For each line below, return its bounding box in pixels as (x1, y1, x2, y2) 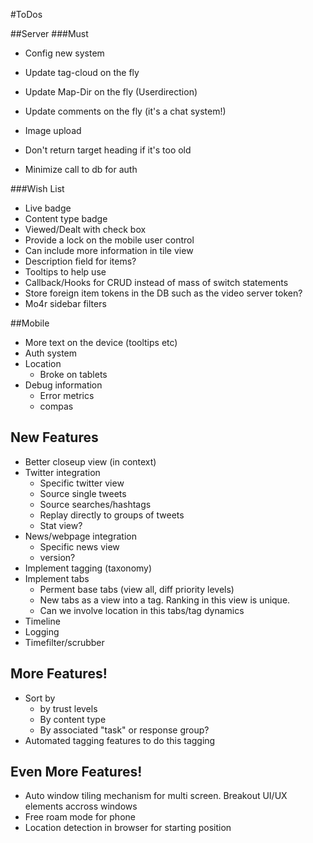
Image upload (24, 125, 82, 136)
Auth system (24, 347, 78, 359)
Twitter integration (24, 466, 101, 478)
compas (39, 400, 74, 412)
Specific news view (39, 540, 120, 553)
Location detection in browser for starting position (24, 822, 232, 834)
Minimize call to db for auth (24, 164, 138, 175)
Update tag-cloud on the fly (24, 67, 140, 78)
